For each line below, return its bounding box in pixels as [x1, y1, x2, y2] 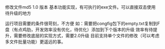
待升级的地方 [5, 10, 31, 16]
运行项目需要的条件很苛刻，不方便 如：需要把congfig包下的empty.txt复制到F [5, 21, 160, 26]
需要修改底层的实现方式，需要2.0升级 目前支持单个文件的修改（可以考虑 [13, 33, 160, 38]
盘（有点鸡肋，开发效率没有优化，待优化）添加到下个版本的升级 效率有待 [5, 27, 153, 33]
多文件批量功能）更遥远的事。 [5, 39, 66, 45]
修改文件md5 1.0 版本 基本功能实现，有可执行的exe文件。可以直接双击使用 [5, 4, 156, 10]
